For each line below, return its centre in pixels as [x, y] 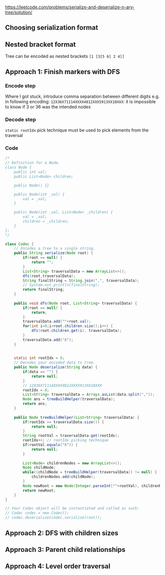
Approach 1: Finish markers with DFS [63, 71]
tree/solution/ [19, 12]
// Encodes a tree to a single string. [55, 248]
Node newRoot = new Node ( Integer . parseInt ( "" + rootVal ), [81, 486]
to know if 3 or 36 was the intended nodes [48, 107]
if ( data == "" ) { [40, 372]
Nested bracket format [41, 44]
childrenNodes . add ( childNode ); [63, 477]
